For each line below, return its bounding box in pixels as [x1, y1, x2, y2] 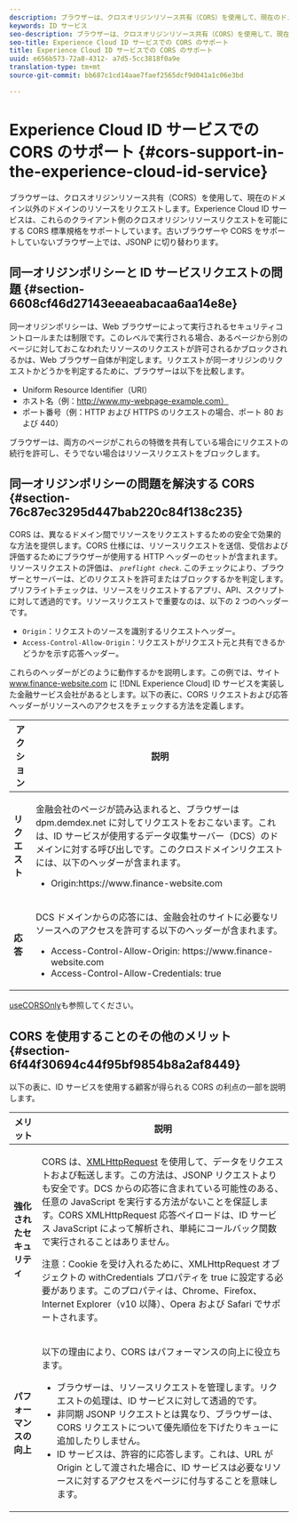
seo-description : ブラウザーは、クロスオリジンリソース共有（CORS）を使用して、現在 [9, 29, 290, 38]
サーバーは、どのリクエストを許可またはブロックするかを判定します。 [32, 574, 288, 584]
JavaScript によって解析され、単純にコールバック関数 [52, 1222, 278, 1235]
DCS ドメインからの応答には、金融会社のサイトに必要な [35, 911, 271, 923]
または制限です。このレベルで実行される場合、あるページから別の [47, 332, 288, 342]
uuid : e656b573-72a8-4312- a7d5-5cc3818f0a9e [9, 54, 180, 63]
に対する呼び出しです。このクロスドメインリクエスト [61, 843, 284, 856]
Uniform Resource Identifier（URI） [21, 384, 153, 395]
